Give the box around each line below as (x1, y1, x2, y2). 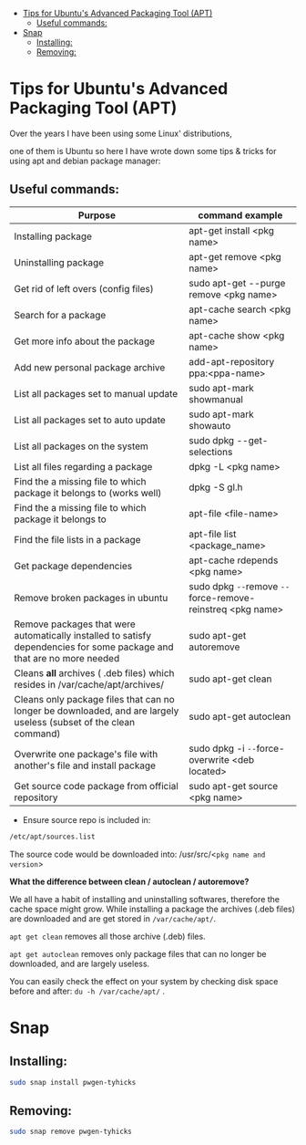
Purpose (77, 209, 117, 222)
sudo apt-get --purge (189, 276, 286, 289)
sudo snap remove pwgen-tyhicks (9, 1127, 132, 1137)
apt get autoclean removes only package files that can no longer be (9, 948, 267, 959)
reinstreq (189, 602, 228, 615)
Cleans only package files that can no (14, 692, 175, 705)
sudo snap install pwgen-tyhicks (9, 1077, 137, 1087)
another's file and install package (14, 759, 157, 772)
